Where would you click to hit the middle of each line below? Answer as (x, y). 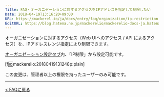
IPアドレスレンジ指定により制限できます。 (69, 44)
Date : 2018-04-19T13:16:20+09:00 (39, 14)
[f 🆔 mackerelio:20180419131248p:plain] (45, 64)
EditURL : (14, 23)
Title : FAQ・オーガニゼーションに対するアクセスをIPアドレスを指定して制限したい (78, 10)
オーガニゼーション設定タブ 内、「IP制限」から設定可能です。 (66, 54)
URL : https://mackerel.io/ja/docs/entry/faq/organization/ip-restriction (82, 19)
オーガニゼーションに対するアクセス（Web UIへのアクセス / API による (76, 38)
